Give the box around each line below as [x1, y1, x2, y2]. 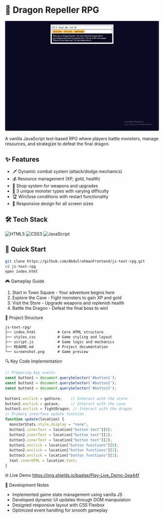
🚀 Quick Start [5, 245, 46, 254]
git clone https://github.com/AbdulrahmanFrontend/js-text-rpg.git [5, 259, 145, 264]
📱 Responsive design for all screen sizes [12, 201, 94, 207]
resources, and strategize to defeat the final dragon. [5, 141, 110, 147]
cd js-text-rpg [5, 264, 36, 269]
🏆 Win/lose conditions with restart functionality [12, 194, 109, 200]
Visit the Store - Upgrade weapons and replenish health [12, 300, 124, 306]
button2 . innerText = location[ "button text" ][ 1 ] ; [9, 432, 112, 437]
